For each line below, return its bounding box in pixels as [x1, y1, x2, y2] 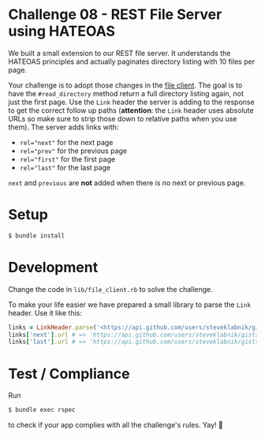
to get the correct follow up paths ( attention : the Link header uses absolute [8, 105, 254, 115]
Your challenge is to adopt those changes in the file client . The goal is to [8, 80, 243, 90]
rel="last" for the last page [19, 162, 111, 172]
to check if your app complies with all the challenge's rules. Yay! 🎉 [8, 420, 223, 430]
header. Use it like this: [8, 308, 83, 317]
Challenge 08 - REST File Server [8, 6, 222, 24]
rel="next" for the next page [19, 137, 114, 147]
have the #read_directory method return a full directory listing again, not [8, 88, 244, 98]
